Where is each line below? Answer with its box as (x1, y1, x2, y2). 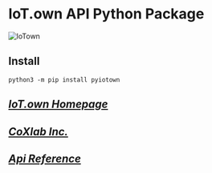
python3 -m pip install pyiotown (8, 75, 120, 84)
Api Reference (8, 151, 82, 165)
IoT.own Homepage (8, 98, 108, 111)
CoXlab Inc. (8, 125, 68, 139)
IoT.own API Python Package (8, 5, 205, 23)
